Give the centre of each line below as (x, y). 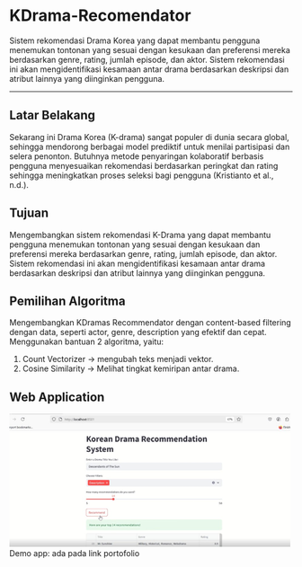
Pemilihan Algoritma (67, 301)
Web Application (57, 397)
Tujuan (29, 213)
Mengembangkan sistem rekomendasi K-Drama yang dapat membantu (140, 235)
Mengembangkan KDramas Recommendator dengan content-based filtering (151, 323)
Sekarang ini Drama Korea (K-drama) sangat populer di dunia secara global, (149, 137)
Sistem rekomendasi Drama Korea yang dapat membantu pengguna (135, 40)
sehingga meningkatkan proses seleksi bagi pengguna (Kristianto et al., (142, 175)
